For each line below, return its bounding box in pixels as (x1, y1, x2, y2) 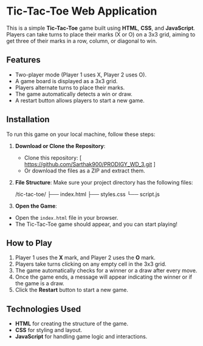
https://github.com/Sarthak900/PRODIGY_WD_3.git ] (24, 160, 156, 168)
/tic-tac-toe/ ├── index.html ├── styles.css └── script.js (15, 190, 160, 198)
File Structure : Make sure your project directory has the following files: (15, 178, 193, 186)
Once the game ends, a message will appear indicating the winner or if (15, 273, 193, 280)
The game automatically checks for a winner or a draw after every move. (15, 267, 198, 274)
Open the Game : (15, 202, 58, 209)
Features (6, 55, 41, 65)
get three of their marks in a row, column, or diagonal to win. (6, 37, 157, 44)
